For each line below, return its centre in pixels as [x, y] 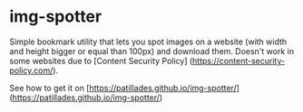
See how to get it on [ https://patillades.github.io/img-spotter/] [125, 88]
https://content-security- [239, 61]
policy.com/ [31, 70]
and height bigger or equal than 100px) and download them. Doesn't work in [152, 51]
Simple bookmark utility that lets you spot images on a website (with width [148, 42]
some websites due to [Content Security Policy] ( [101, 61]
